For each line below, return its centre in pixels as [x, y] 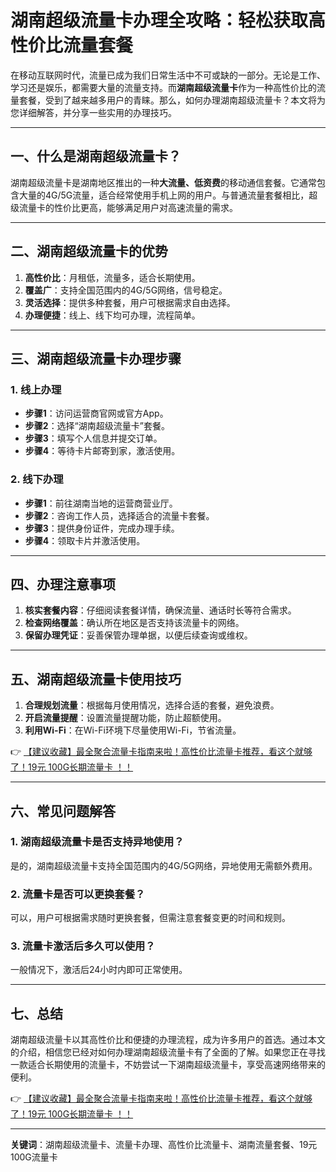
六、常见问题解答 [63, 811]
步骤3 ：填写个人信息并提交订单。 [93, 438]
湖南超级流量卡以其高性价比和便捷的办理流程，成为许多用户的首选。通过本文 [168, 1040]
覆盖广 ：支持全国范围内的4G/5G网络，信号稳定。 [126, 290]
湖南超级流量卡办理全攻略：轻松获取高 [168, 20]
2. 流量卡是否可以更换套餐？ [78, 894]
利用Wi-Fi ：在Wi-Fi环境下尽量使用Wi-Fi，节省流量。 [133, 730]
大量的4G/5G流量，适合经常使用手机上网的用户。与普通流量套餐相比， [164, 195]
